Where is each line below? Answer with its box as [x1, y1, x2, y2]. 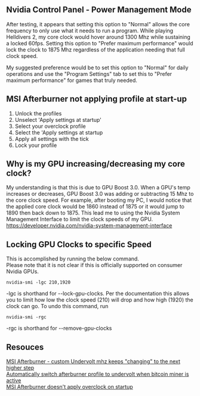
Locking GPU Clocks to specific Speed [6, 239, 152, 250]
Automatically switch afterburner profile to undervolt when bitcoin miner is [6, 370, 189, 378]
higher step [6, 364, 35, 372]
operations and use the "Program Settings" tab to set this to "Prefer [6, 70, 172, 77]
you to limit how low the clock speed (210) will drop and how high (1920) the [6, 296, 193, 303]
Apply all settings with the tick [14, 135, 89, 142]
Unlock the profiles [14, 110, 62, 117]
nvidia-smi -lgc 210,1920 [6, 280, 70, 286]
